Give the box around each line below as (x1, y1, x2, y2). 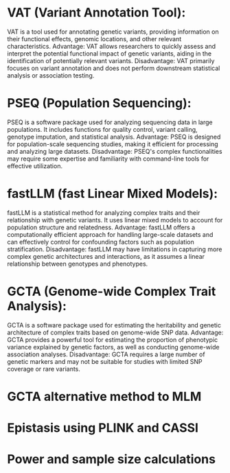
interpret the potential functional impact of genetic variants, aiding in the (7, 49, 211, 58)
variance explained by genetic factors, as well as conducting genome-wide (7, 343, 220, 351)
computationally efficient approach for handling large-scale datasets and (7, 230, 214, 238)
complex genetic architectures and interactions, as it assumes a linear (7, 252, 205, 260)
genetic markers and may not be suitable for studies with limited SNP (7, 357, 203, 365)
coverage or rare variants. (7, 365, 81, 373)
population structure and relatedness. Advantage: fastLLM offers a (7, 223, 196, 231)
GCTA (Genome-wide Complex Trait (7, 284, 216, 299)
